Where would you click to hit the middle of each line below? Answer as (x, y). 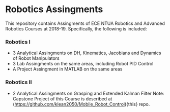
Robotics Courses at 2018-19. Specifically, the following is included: (76, 28)
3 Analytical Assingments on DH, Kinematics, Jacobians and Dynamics (87, 53)
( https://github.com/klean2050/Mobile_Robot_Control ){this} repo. (81, 104)
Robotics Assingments (54, 9)
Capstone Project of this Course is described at (62, 99)
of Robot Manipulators (36, 58)
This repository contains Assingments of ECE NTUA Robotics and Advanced (85, 23)
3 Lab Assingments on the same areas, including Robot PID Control (83, 64)
